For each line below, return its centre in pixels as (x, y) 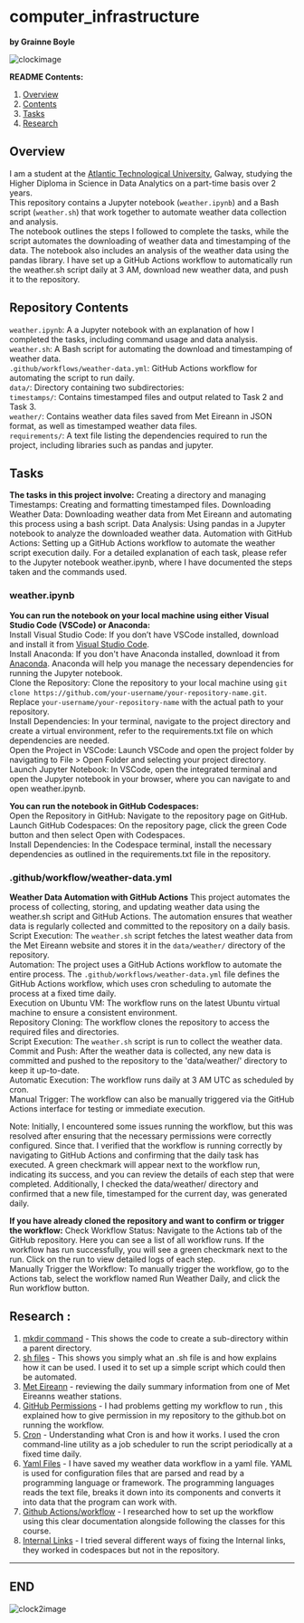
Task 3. (23, 406)
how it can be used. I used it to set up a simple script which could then (154, 1367)
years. (21, 193)
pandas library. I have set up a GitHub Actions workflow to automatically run (151, 260)
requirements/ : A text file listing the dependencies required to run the (138, 435)
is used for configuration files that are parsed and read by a (133, 1473)
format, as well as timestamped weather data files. (103, 425)
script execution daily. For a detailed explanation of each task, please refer (148, 553)
